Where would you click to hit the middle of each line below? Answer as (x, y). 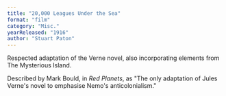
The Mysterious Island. (39, 65)
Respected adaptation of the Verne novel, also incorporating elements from (113, 58)
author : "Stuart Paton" (41, 39)
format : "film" (29, 20)
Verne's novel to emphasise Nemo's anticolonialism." (82, 86)
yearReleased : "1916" (38, 32)
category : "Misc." (33, 26)
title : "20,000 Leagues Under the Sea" (64, 13)
